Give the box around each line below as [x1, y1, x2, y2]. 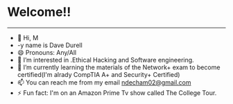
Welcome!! [7, 4, 71, 20]
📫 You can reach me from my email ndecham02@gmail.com [17, 78, 192, 87]
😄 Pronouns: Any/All [17, 48, 77, 56]
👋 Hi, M [17, 33, 39, 42]
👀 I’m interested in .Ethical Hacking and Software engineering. [17, 55, 194, 64]
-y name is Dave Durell [17, 41, 83, 49]
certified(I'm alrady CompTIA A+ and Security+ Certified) [17, 70, 180, 78]
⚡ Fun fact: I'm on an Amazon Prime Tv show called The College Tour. [17, 88, 217, 97]
